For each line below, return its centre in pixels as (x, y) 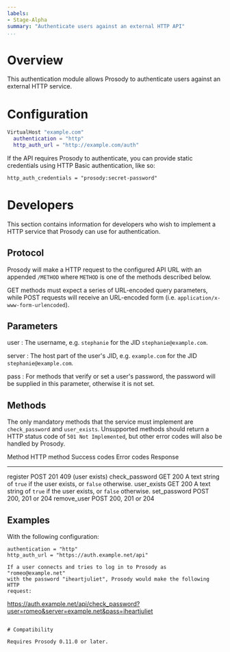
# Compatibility (30, 630)
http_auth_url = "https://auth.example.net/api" (78, 555)
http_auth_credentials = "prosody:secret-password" (82, 178)
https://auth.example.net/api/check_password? (74, 604)
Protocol (26, 253)
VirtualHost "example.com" (46, 132)
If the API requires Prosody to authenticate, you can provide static (100, 158)
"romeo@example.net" (37, 573)
